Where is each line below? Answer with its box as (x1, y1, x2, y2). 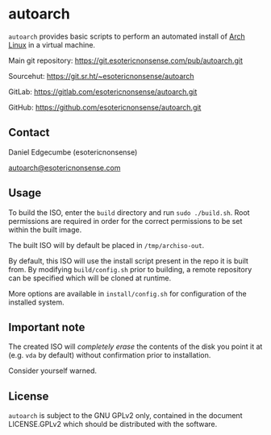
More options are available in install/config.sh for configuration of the (8, 288, 248, 298)
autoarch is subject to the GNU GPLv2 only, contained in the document (8, 411, 243, 420)
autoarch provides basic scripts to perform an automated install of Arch (8, 31, 246, 41)
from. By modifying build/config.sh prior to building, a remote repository (8, 264, 252, 274)
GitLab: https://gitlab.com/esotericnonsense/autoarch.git (8, 86, 198, 97)
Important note (8, 320, 85, 334)
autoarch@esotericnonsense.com (8, 163, 121, 172)
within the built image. (8, 225, 82, 234)
